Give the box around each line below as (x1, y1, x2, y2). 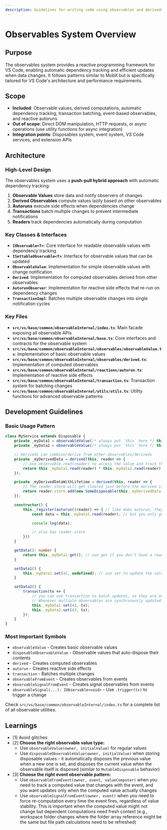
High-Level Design (5, 166, 51, 173)
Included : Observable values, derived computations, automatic (12, 105, 142, 111)
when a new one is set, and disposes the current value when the (19, 761, 152, 767)
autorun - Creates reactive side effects (12, 665, 92, 672)
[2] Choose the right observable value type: (12, 740, 105, 746)
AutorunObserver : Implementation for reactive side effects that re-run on (12, 285, 160, 291)
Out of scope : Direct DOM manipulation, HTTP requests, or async (12, 121, 147, 127)
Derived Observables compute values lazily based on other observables (12, 198, 162, 204)
